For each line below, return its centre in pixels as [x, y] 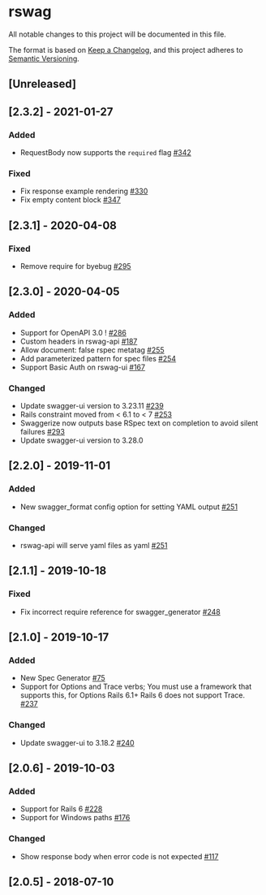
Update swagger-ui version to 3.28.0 [82, 440]
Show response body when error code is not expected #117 [119, 856]
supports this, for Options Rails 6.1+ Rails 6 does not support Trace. [133, 695]
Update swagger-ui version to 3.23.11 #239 [92, 405]
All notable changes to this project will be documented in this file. [118, 34]
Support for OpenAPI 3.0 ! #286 [73, 332]
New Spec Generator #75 [62, 678]
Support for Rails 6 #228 [61, 809]
